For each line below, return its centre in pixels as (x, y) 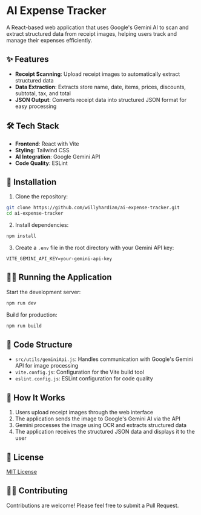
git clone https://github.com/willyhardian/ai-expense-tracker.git (93, 208)
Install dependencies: (42, 225)
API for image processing (47, 366)
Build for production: (32, 315)
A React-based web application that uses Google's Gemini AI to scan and (97, 27)
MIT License (22, 472)
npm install (21, 236)
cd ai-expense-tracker (35, 214)
